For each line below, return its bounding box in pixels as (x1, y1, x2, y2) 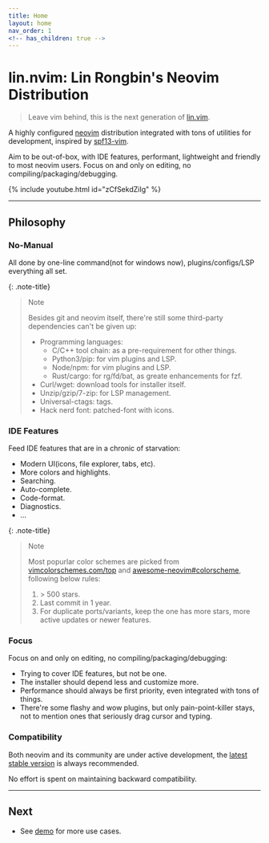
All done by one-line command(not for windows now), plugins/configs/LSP (8, 258, 255, 267)
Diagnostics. (19, 502, 62, 511)
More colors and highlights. (19, 467, 110, 478)
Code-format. (19, 493, 66, 503)
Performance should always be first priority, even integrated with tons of (19, 686, 259, 695)
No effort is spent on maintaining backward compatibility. (8, 774, 198, 784)
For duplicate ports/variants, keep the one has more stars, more (39, 607, 251, 617)
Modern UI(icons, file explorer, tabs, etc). (19, 459, 156, 469)
